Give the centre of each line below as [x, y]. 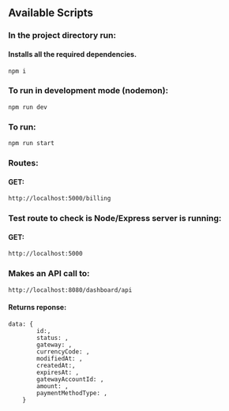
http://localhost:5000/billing [60, 199]
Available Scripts [51, 13]
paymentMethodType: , [72, 393]
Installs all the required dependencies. [72, 54]
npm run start [32, 144]
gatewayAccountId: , [70, 379]
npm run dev [28, 107]
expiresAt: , [58, 372]
